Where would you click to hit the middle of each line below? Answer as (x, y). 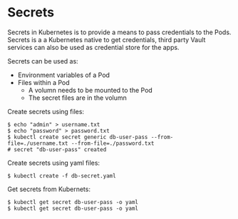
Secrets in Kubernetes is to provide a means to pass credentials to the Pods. (119, 32)
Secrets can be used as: (43, 61)
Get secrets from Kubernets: (49, 189)
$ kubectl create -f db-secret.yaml (62, 175)
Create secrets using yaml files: (54, 163)
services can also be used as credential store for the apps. (93, 47)
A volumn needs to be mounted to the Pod (90, 90)
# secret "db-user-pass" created (57, 149)
